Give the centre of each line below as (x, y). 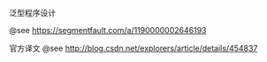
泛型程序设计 (32, 13)
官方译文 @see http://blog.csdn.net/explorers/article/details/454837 (133, 48)
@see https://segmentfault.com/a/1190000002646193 (108, 30)
